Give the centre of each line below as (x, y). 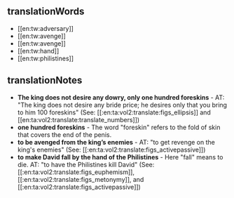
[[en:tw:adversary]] (45, 28)
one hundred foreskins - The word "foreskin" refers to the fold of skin (119, 127)
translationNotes (45, 80)
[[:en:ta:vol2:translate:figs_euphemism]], (76, 172)
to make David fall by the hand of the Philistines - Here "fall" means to (120, 157)
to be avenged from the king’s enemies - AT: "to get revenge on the (116, 142)
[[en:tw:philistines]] (46, 58)
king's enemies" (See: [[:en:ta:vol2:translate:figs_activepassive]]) (111, 150)
